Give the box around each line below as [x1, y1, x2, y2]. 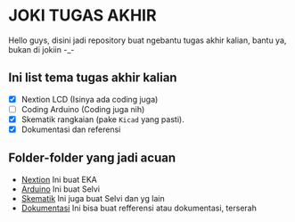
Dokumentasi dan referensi [20, 124, 121, 135]
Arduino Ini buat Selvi [20, 184, 100, 194]
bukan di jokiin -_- [8, 44, 75, 54]
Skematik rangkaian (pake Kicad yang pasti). [20, 113, 184, 125]
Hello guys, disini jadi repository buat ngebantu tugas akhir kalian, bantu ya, [8, 35, 287, 45]
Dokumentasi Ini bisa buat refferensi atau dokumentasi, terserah [20, 202, 258, 213]
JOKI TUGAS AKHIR [8, 5, 157, 26]
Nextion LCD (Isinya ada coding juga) [20, 94, 159, 104]
